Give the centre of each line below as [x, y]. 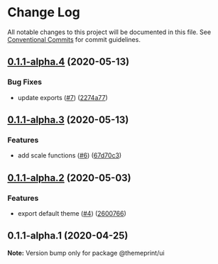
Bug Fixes [25, 82]
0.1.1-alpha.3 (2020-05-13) [68, 120]
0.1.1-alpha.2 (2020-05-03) [69, 178]
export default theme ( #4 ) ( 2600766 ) [72, 213]
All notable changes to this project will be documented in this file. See [109, 32]
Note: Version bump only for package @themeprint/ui [86, 253]
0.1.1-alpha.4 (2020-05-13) [69, 62]
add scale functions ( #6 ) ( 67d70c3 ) [70, 155]
